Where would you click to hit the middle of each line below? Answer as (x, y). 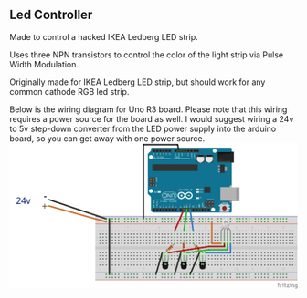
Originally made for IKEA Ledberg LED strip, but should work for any (138, 82)
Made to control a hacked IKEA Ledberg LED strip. (104, 36)
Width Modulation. (44, 64)
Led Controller (51, 15)
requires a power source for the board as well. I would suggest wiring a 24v (152, 118)
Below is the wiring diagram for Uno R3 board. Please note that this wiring (148, 109)
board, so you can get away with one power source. (107, 138)
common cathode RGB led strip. (69, 91)
